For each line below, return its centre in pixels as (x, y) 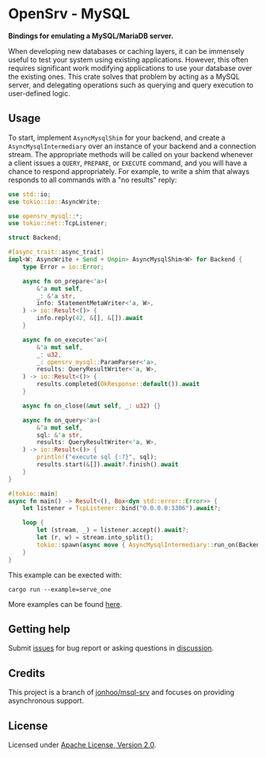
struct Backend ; (35, 238)
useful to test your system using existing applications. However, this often (128, 60)
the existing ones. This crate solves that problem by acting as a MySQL (124, 76)
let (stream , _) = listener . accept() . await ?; (113, 530)
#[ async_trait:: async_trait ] (56, 252)
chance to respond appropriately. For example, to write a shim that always (129, 171)
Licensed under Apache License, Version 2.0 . (82, 744)
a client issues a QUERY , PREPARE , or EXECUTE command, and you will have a (128, 163)
